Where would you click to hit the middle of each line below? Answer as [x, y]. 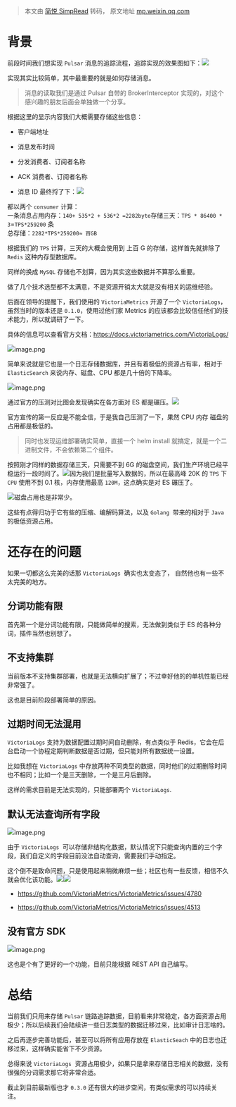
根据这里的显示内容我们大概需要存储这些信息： [75, 116]
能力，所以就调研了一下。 [50, 319]
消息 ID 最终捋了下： [47, 191]
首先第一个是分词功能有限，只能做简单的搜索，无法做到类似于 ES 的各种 [111, 624]
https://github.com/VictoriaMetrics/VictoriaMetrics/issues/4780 [110, 893]
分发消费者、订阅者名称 [51, 161]
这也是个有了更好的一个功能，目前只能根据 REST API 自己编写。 [99, 964]
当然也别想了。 [53, 633]
